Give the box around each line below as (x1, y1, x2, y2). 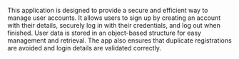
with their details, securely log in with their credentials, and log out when (7, 21, 221, 29)
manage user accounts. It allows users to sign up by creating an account (7, 14, 221, 22)
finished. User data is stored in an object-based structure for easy (7, 28, 202, 37)
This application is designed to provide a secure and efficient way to (7, 6, 208, 14)
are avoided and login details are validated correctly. (7, 44, 162, 52)
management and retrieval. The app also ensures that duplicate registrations (7, 36, 232, 45)
